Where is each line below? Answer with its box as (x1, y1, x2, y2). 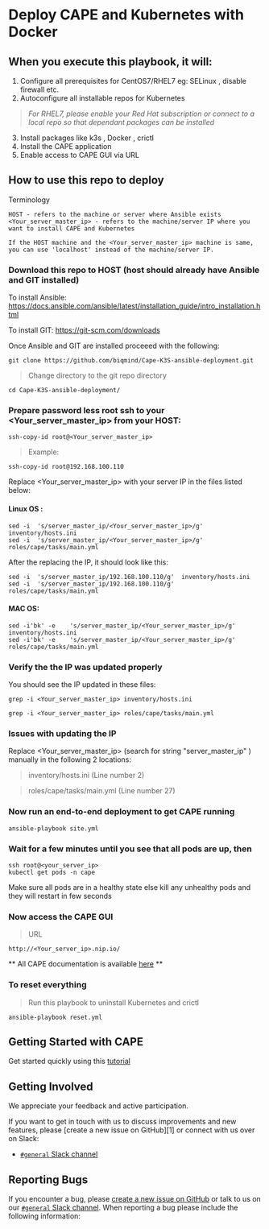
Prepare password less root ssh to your (8, 405, 165, 416)
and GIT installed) (8, 274, 80, 285)
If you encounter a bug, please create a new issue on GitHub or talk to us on (8, 1194, 262, 1204)
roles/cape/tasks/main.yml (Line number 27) (27, 786, 176, 796)
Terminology (8, 195, 51, 205)
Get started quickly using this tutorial (8, 1057, 130, 1066)
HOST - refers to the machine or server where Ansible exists (8, 210, 221, 218)
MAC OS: (8, 604, 40, 614)
